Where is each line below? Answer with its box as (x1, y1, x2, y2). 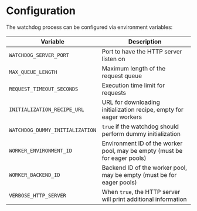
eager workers (101, 113, 142, 121)
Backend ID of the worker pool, (101, 163, 188, 172)
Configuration (6, 4, 76, 18)
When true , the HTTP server (101, 187, 181, 196)
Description (128, 37, 162, 45)
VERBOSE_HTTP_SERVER (9, 192, 66, 199)
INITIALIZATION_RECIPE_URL (9, 106, 84, 113)
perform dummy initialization (101, 129, 181, 138)
